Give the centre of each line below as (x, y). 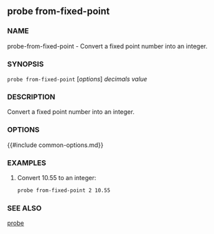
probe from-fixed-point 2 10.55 (64, 190)
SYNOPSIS (26, 64)
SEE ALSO (25, 208)
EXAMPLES (27, 163)
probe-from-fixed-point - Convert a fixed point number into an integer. (107, 46)
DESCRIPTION (31, 97)
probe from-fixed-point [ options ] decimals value (77, 79)
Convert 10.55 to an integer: (57, 177)
